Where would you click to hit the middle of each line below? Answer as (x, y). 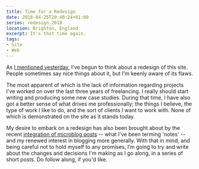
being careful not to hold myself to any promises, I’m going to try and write (97, 146)
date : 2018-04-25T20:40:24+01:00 (48, 17)
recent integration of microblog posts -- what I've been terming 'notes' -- (96, 134)
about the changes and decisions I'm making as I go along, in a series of (94, 153)
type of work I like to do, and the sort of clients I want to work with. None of (99, 110)
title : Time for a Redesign (41, 12)
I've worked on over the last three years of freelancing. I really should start (97, 91)
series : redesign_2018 (34, 23)
